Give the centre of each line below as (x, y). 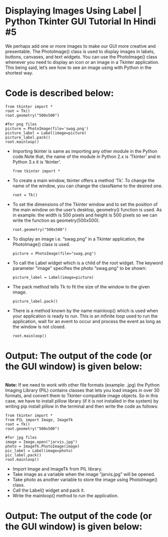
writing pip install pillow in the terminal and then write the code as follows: (82, 406)
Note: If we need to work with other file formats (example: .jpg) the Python (82, 385)
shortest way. (19, 72)
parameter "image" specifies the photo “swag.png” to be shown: (79, 268)
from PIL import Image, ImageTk (39, 420)
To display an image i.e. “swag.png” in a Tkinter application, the (78, 239)
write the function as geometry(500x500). (56, 220)
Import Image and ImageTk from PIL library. (57, 469)
